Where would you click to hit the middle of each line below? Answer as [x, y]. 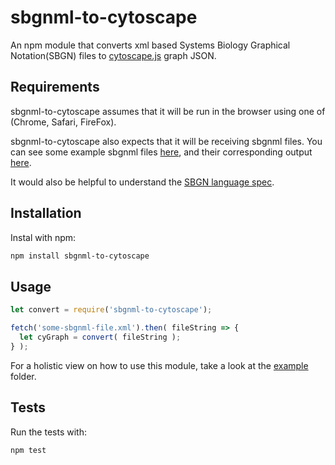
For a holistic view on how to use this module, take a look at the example [159, 365]
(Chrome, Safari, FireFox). [63, 122]
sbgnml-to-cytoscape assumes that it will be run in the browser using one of [168, 111]
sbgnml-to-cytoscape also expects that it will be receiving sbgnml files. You [166, 141]
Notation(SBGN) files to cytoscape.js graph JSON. [113, 55]
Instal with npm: [43, 237]
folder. [23, 376]
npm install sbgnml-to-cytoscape [80, 256]
